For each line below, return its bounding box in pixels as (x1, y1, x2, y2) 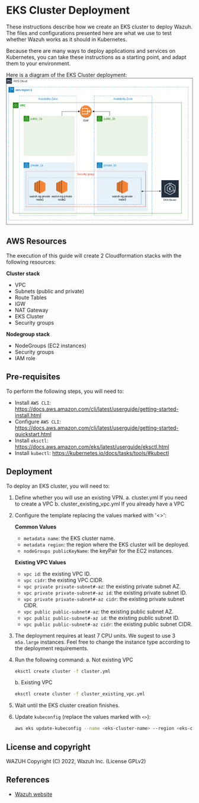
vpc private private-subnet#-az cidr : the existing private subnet (23, 595, 185, 602)
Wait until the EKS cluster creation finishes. (14, 702, 120, 709)
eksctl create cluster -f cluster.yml (14, 668, 111, 674)
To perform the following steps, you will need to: (6, 388, 124, 395)
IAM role (14, 354, 36, 361)
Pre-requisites (6, 372, 60, 382)
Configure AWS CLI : (14, 418, 61, 425)
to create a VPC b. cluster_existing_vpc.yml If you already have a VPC (14, 500, 185, 507)
